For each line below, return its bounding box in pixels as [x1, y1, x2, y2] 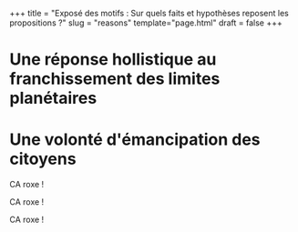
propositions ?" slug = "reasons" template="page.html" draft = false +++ [9, 17, 283, 28]
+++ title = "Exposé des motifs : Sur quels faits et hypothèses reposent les [9, 8, 289, 18]
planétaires [9, 88, 98, 108]
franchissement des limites [9, 68, 221, 89]
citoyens [9, 149, 77, 169]
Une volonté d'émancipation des [9, 129, 262, 150]
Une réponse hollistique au [9, 49, 217, 70]
